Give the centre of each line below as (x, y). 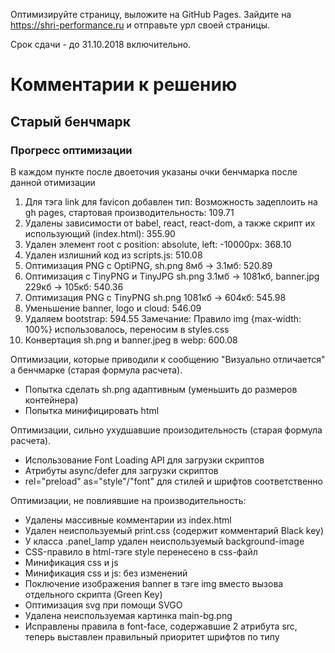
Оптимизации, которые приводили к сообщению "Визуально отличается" (168, 359)
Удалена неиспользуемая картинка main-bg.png (128, 615)
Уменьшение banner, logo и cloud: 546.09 (113, 308)
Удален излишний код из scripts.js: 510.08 (113, 255)
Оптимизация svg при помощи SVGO (103, 605)
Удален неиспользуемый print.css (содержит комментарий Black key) (174, 530)
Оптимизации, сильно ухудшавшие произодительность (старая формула (166, 430)
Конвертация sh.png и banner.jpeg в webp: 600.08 (131, 340)
